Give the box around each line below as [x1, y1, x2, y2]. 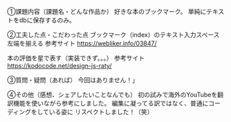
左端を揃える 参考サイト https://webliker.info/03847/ [7, 39, 157, 48]
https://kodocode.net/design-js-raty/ [7, 62, 112, 70]
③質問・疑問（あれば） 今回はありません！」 [7, 76, 138, 84]
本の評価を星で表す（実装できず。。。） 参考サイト [7, 54, 145, 62]
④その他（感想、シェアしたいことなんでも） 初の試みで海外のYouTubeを [7, 90, 218, 99]
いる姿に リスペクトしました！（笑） [48, 108, 154, 116]
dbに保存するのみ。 [19, 16, 76, 24]
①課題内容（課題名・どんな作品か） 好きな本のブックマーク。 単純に [7, 8, 207, 15]
